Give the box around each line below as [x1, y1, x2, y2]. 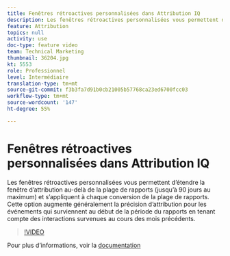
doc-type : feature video [7, 42, 78, 49]
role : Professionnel [7, 67, 66, 74]
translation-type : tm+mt [7, 80, 78, 87]
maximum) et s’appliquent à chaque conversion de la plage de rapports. [7, 192, 210, 201]
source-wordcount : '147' [7, 99, 78, 106]
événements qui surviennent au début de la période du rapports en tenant [7, 207, 216, 216]
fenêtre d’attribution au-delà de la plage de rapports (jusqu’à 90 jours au [7, 185, 211, 194]
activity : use [7, 36, 48, 42]
